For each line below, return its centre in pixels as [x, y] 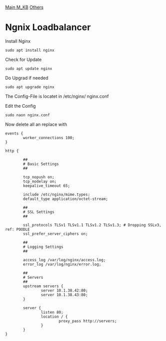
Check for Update [23, 59]
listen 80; [52, 312]
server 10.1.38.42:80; [64, 290]
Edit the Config [20, 106]
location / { [54, 317]
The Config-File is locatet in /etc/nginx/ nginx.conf [57, 96]
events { [14, 133]
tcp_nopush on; [39, 177]
